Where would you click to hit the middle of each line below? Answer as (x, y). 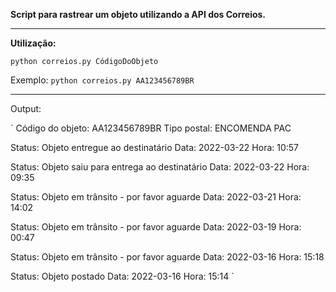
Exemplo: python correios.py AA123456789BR (102, 80)
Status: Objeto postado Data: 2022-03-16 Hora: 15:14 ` (122, 276)
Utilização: (33, 43)
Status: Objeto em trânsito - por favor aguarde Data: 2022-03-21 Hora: (156, 197)
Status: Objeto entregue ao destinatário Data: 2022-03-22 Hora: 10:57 (155, 147)
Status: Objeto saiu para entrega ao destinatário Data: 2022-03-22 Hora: (160, 167)
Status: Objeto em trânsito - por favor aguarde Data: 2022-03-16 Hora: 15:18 (167, 257)
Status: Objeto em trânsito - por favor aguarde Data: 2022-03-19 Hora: (156, 227)
